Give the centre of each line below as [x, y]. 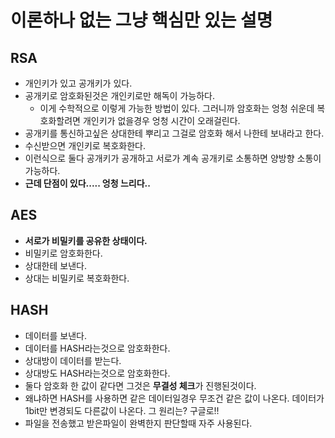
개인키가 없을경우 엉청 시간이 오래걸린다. [161, 120]
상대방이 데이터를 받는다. [73, 360]
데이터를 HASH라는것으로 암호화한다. [97, 348]
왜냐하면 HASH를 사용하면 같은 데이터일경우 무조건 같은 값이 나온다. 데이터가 [174, 398]
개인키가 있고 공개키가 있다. [78, 83]
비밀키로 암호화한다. [63, 253]
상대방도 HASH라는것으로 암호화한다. [97, 373]
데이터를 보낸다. [55, 335]
